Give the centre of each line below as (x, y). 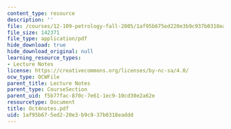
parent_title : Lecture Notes (49, 83)
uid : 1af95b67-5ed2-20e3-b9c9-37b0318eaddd (70, 115)
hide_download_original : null (51, 52)
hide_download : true (37, 45)
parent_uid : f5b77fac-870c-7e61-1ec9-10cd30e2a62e (81, 96)
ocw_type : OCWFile (33, 77)
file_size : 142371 (33, 32)
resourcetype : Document (41, 102)
